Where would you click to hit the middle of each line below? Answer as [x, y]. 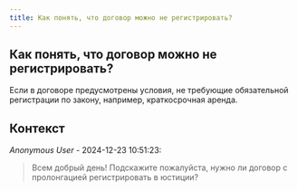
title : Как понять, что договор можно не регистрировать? [121, 18]
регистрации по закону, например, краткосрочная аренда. [124, 100]
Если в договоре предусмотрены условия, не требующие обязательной [149, 91]
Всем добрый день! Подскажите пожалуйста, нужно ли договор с [159, 167]
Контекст [37, 128]
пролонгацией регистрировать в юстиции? [115, 177]
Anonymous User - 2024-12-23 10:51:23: [86, 150]
